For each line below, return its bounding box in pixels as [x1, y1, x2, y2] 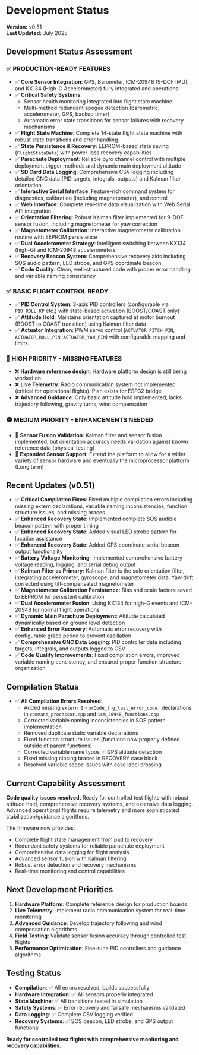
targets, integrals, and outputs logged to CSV [14, 645, 126, 652]
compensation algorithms [14, 926, 77, 933]
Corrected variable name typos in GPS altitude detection [23, 748, 162, 756]
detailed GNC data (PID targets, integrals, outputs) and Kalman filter [14, 175, 181, 182]
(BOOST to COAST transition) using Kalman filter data [14, 320, 147, 327]
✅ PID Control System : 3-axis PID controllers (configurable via [14, 301, 169, 308]
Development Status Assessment [6, 47, 132, 57]
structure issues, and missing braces [14, 509, 105, 516]
